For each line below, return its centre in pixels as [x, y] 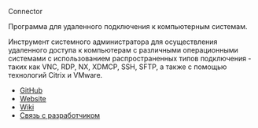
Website [33, 99]
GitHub [31, 90]
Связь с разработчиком [60, 115]
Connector [26, 11]
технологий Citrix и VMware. [55, 75]
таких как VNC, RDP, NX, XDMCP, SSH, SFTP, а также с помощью [118, 67]
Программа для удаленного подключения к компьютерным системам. [128, 26]
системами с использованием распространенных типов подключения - [130, 59]
